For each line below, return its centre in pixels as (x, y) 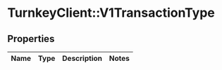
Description (82, 58)
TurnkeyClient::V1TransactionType (111, 13)
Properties (31, 39)
